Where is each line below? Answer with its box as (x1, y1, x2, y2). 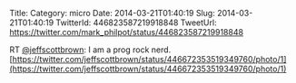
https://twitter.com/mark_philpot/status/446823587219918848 (9, 27, 243, 37)
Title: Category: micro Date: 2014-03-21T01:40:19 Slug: (9, 8, 215, 18)
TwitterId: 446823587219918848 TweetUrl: (55, 17, 217, 28)
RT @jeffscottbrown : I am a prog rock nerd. (9, 44, 172, 55)
